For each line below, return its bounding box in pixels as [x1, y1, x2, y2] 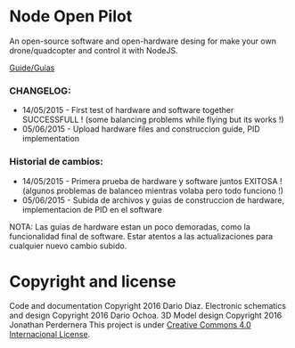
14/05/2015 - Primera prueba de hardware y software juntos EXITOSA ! [21, 175, 283, 186]
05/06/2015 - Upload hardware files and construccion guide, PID [21, 124, 260, 134]
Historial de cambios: [9, 156, 104, 168]
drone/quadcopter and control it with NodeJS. [9, 45, 178, 55]
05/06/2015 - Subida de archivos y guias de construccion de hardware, [21, 194, 285, 206]
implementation [21, 134, 80, 144]
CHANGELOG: [9, 85, 71, 97]
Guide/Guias [9, 62, 55, 73]
